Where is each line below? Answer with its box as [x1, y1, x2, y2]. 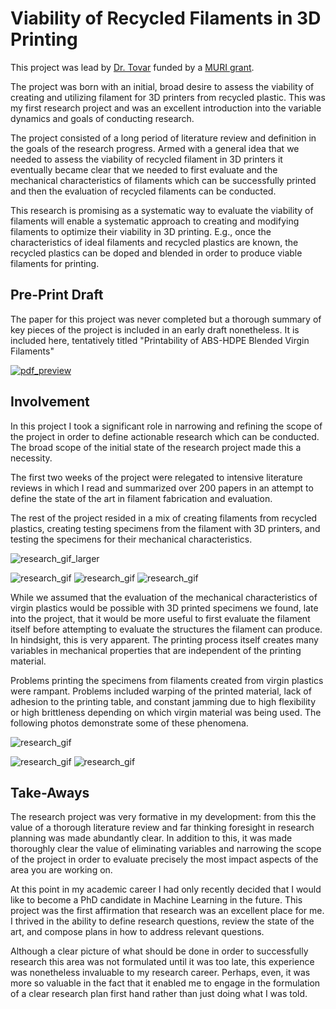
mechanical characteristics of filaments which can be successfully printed [10, 174, 317, 186]
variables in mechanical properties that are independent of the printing [10, 644, 302, 656]
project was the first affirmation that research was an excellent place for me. [10, 905, 325, 917]
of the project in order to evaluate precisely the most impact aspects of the [10, 853, 319, 866]
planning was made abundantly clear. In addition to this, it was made [10, 832, 293, 844]
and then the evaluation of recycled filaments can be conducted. [10, 185, 277, 197]
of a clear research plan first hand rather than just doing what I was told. [10, 988, 308, 1000]
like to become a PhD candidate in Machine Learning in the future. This [10, 894, 303, 906]
